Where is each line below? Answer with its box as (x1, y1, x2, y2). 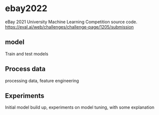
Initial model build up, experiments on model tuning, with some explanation (5, 104, 155, 110)
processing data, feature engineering (5, 78, 79, 84)
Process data (5, 65, 46, 73)
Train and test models (5, 51, 48, 57)
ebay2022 (5, 3, 48, 14)
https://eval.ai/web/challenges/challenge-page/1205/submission (5, 24, 134, 29)
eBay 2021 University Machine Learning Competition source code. (5, 19, 137, 25)
